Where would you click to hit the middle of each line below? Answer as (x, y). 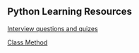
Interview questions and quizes (53, 28)
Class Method (28, 42)
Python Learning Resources (70, 12)
